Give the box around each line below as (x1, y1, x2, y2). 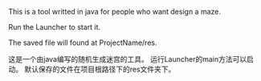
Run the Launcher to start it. (8, 22, 101, 31)
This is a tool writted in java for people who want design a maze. (8, 7, 222, 16)
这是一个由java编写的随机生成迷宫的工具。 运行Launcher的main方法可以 (8, 55, 247, 63)
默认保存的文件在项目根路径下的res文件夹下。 (23, 64, 176, 74)
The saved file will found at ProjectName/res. (8, 38, 157, 47)
